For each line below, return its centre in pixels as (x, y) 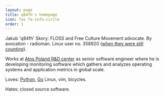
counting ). (16, 49)
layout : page (19, 10)
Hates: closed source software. (38, 89)
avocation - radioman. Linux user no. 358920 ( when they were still (74, 44)
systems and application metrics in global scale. (55, 70)
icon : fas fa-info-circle (32, 19)
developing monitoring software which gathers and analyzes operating (79, 64)
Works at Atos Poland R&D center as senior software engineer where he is (82, 59)
